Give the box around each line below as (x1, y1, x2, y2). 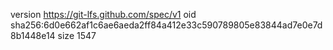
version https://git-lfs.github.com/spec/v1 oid (10, 9, 197, 20)
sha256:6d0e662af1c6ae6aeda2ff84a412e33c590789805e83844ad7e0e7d (10, 19, 323, 31)
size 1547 (57, 30, 97, 41)
